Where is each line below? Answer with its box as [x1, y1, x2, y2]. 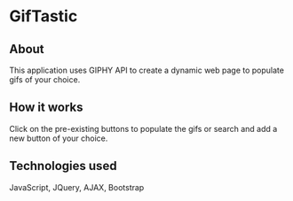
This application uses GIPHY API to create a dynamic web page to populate [9, 65, 284, 75]
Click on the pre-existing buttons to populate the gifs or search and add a [9, 123, 278, 134]
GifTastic [9, 6, 78, 27]
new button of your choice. [9, 133, 108, 143]
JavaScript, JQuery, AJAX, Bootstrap [9, 182, 145, 192]
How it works [9, 100, 83, 115]
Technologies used [9, 158, 117, 174]
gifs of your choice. [9, 74, 81, 85]
